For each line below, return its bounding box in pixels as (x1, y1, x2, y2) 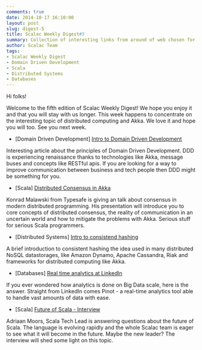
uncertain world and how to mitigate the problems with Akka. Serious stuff (6, 215, 191, 223)
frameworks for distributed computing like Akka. (6, 258, 127, 266)
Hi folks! (6, 93, 27, 100)
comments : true (6, 8, 45, 15)
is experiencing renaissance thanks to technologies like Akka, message (6, 153, 183, 161)
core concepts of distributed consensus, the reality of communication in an (6, 209, 193, 216)
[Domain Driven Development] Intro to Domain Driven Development (14, 135, 182, 142)
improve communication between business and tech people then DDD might (6, 167, 196, 174)
